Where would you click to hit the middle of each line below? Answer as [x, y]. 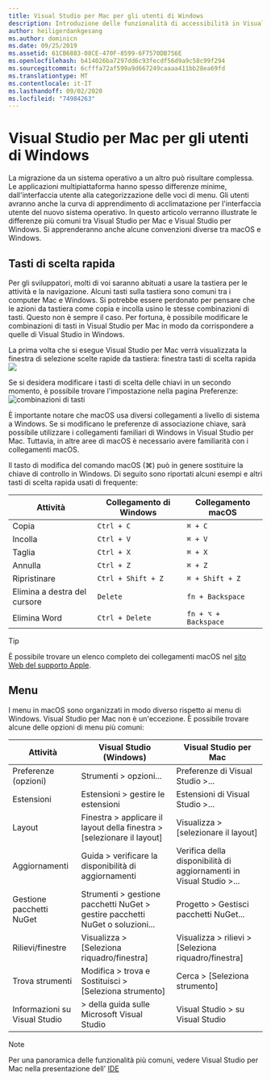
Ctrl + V [114, 539]
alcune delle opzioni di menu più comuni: [77, 727]
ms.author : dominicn [43, 38]
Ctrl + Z [114, 565]
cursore [27, 601]
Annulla [27, 565]
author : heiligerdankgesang [56, 31]
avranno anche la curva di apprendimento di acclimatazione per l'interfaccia [135, 204]
